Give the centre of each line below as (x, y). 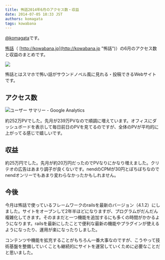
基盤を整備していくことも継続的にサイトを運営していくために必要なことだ (85, 246)
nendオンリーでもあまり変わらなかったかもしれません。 (62, 175)
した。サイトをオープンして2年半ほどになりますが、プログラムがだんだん (84, 211)
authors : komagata (24, 19)
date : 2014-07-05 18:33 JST (34, 14)
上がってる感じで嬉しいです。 (35, 133)
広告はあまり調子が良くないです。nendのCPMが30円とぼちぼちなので (89, 169)
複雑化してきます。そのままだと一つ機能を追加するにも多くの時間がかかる (80, 217)
